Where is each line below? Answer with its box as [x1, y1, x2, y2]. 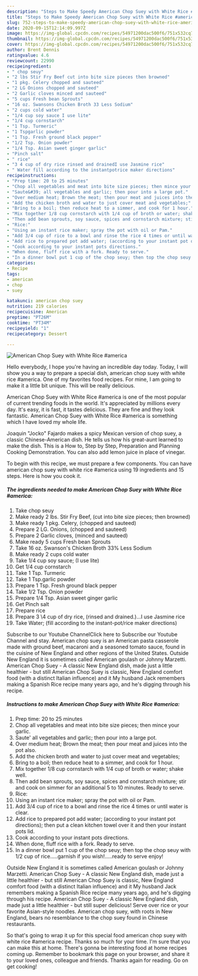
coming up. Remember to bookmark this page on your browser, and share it [6, 951, 190, 958]
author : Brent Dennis [6, 47, 60, 53]
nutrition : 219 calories [6, 303, 68, 309]
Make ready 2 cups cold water [15, 551, 89, 558]
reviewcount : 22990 [6, 58, 55, 63]
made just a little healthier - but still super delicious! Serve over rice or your [6, 902, 189, 909]
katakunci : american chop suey [6, 298, 83, 304]
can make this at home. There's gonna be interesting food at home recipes [6, 944, 187, 951]
